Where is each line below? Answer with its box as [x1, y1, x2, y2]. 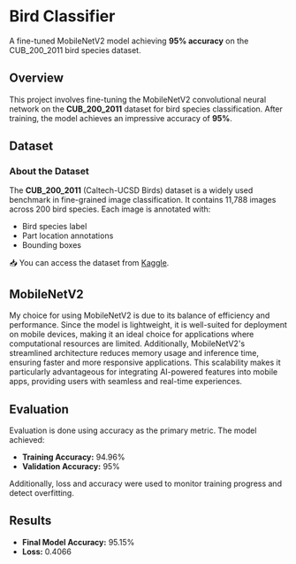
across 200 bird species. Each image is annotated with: [9, 204, 211, 214]
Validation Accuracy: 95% [21, 461, 121, 472]
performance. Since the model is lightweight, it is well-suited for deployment [9, 320, 287, 330]
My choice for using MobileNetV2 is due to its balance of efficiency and [9, 310, 270, 321]
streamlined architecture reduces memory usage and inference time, [9, 348, 259, 359]
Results [9, 514, 52, 529]
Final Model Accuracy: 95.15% [21, 537, 135, 547]
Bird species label [21, 221, 87, 232]
